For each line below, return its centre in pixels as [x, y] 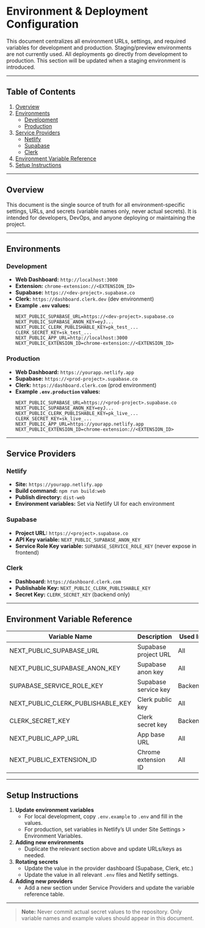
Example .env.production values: [58, 391]
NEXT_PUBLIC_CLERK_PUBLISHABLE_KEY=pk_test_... [77, 328]
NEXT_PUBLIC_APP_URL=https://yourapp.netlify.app [80, 424]
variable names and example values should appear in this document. [107, 918]
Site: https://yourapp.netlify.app [59, 484]
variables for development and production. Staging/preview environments [99, 48]
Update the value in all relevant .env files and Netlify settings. [101, 875]
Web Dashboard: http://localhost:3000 [66, 279]
